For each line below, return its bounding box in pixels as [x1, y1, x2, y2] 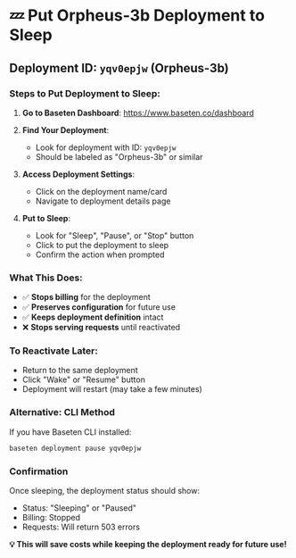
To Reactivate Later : [9, 345, 98, 357]
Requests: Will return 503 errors [21, 521, 141, 532]
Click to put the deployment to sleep [35, 239, 169, 250]
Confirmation [9, 465, 69, 478]
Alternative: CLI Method [9, 406, 116, 419]
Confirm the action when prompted [35, 249, 165, 260]
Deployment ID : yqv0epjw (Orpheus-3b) [9, 60, 229, 76]
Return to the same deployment [21, 365, 138, 376]
